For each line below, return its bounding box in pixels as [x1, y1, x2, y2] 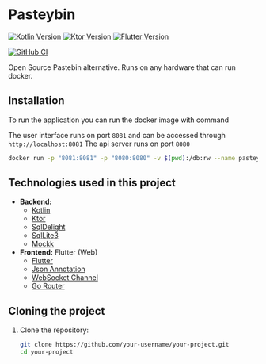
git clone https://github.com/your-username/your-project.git [19, 341, 230, 349]
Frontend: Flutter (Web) [19, 247, 98, 257]
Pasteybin [8, 6, 76, 24]
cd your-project [19, 348, 74, 356]
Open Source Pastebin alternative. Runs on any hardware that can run [8, 62, 236, 72]
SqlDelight [31, 222, 66, 232]
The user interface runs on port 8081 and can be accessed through [8, 130, 226, 140]
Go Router [31, 282, 65, 291]
